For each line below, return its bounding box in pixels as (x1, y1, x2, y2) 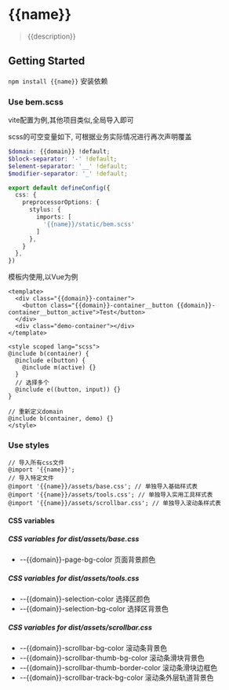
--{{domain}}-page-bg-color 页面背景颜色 (19, 555, 156, 564)
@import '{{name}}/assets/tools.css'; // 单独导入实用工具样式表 (8, 491, 213, 499)
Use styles (8, 440, 49, 451)
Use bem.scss (8, 96, 64, 107)
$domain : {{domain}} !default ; (8, 148, 111, 156)
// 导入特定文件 (8, 474, 54, 482)
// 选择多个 (15, 379, 49, 387)
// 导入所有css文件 (8, 459, 65, 467)
